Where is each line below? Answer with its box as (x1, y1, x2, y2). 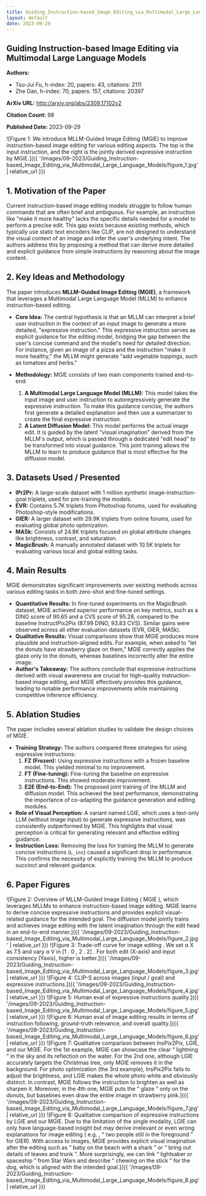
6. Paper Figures (6, 879, 71, 890)
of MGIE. (6, 732, 29, 739)
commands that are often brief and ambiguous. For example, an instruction (6, 208, 196, 216)
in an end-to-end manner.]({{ (6, 929, 80, 936)
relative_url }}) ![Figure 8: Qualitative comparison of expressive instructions (9, 1111, 199, 1119)
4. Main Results (6, 565, 67, 576)
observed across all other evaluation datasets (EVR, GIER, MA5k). (15, 626, 181, 634)
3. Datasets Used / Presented (6, 473, 121, 483)
